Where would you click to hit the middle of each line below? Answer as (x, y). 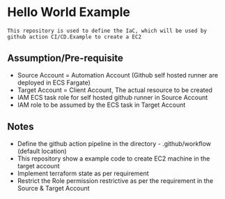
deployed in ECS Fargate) (54, 82)
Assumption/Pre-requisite (65, 58)
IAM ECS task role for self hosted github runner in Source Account (113, 97)
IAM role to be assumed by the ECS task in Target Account (101, 105)
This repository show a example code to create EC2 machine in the (114, 159)
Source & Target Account (53, 188)
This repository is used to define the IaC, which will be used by (107, 31)
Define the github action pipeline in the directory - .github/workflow (114, 143)
